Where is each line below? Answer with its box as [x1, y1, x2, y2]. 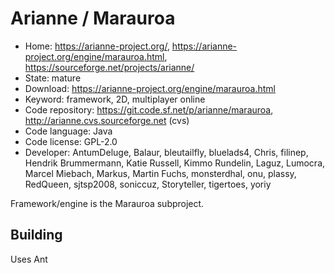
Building [10, 227, 63, 244]
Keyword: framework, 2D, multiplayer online [24, 93, 206, 105]
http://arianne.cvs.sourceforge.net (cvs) [24, 114, 190, 126]
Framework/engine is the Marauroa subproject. [10, 197, 205, 209]
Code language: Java [24, 125, 113, 137]
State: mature [24, 72, 82, 84]
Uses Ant [10, 253, 48, 265]
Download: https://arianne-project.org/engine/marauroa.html [24, 82, 276, 94]
